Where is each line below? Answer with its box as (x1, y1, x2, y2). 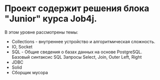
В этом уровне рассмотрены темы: (4, 29, 79, 35)
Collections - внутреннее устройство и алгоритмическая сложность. (11, 38, 156, 44)
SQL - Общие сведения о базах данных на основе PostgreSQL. (11, 49, 142, 55)
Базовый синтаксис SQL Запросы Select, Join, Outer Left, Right (11, 54, 142, 60)
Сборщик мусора (11, 69, 48, 75)
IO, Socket (11, 44, 33, 49)
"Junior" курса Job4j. (4, 13, 97, 24)
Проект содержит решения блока (4, 3, 150, 14)
